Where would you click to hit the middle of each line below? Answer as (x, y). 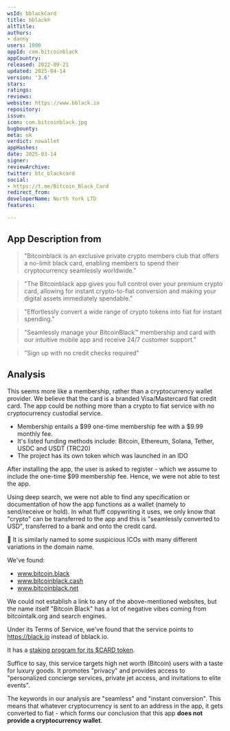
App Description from (54, 239)
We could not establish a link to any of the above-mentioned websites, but (112, 601)
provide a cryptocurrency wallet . (55, 720)
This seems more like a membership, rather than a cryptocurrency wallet (110, 391)
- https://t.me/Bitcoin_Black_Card (58, 186)
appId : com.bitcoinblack (43, 52)
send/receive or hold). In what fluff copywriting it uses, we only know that (111, 511)
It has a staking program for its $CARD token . (71, 650)
